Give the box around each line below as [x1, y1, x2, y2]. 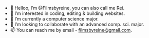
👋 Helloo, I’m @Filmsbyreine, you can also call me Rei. [10, 5, 125, 11]
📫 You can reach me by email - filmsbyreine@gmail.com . [10, 27, 132, 33]
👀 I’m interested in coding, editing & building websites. [10, 10, 125, 16]
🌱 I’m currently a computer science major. [10, 16, 99, 22]
